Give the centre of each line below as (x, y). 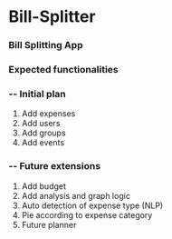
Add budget (44, 186)
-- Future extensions (55, 166)
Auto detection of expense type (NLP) (92, 205)
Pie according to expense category (87, 214)
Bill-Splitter (52, 17)
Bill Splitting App (46, 45)
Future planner (49, 224)
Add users (41, 124)
